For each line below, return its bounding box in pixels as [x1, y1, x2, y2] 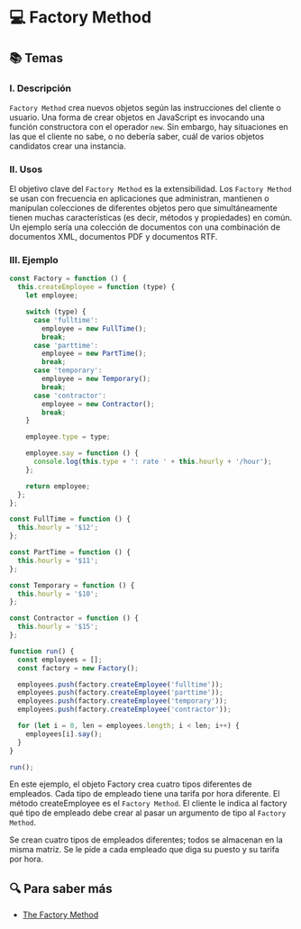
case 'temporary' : [32, 366, 103, 375]
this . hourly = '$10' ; [17, 589, 99, 598]
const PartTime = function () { [9, 548, 131, 557]
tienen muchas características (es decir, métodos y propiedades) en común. [9, 213, 293, 223]
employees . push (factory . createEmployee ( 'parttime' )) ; [17, 688, 223, 697]
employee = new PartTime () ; [41, 349, 147, 359]
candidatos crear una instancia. [9, 141, 126, 151]
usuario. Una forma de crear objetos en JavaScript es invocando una [9, 112, 266, 123]
